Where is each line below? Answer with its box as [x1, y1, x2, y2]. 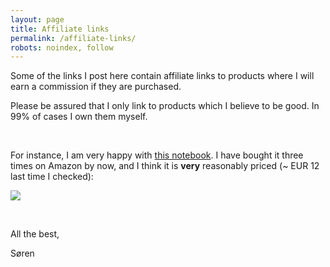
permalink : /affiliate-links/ [10, 33, 137, 43]
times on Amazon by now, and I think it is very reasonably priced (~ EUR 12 [10, 160, 320, 172]
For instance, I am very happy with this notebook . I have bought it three [10, 149, 304, 161]
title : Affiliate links [10, 24, 110, 34]
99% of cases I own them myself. [10, 111, 148, 123]
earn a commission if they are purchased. [10, 81, 182, 93]
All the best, [10, 228, 60, 240]
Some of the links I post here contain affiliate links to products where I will [10, 70, 315, 82]
